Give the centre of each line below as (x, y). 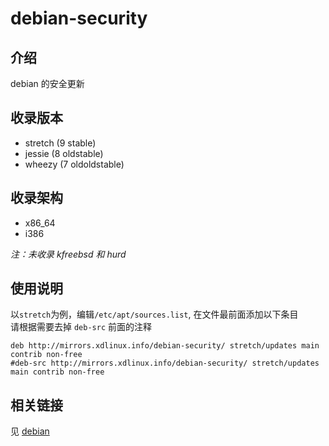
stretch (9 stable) (60, 143)
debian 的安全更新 (47, 83)
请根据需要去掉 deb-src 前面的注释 (81, 327)
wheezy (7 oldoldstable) (74, 164)
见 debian (30, 431)
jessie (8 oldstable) (64, 153)
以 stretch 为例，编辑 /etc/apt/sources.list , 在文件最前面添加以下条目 (154, 314)
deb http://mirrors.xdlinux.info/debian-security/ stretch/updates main (165, 346)
